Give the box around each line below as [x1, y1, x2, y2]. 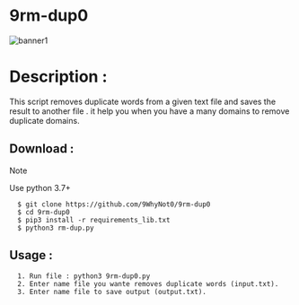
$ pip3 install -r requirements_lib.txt [17, 215, 171, 224]
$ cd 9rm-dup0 [17, 207, 70, 216]
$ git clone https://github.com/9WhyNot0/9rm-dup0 [17, 199, 211, 209]
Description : [9, 66, 108, 87]
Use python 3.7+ [9, 182, 72, 193]
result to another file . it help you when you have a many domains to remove [9, 105, 290, 117]
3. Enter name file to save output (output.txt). [17, 287, 207, 296]
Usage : [9, 248, 54, 263]
